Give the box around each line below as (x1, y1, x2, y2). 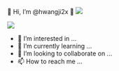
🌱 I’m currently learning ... (17, 42, 92, 50)
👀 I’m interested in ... (17, 34, 77, 42)
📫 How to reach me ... (17, 57, 83, 65)
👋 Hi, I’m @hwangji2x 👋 (7, 8, 75, 15)
